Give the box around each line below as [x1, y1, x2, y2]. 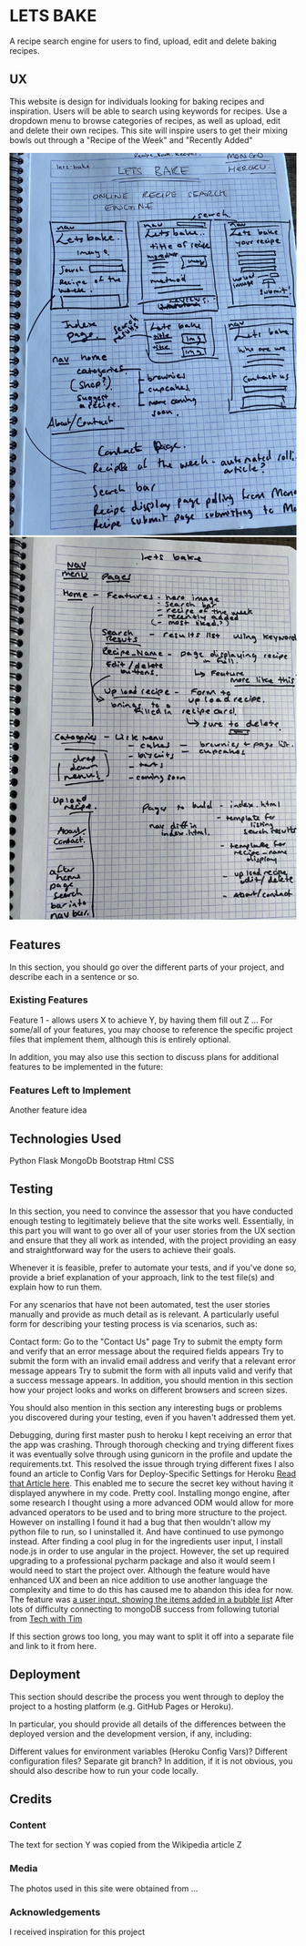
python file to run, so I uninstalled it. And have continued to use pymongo [9, 1526, 284, 1537]
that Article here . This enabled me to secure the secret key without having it [9, 1477, 294, 1489]
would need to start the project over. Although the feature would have [9, 1564, 270, 1575]
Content [9, 1819, 47, 1831]
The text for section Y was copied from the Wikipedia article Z [9, 1839, 242, 1850]
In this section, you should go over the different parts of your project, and [9, 962, 285, 973]
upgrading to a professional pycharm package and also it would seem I [9, 1554, 276, 1566]
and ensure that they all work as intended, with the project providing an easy [9, 1235, 297, 1246]
